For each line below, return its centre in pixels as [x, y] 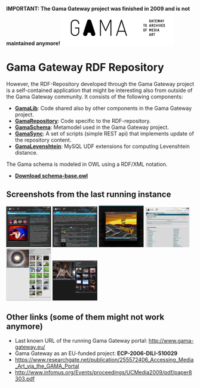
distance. [26, 152]
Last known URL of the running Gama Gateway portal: [81, 341]
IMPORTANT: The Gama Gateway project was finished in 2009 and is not [98, 9]
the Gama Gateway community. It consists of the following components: [95, 96]
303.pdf [24, 379]
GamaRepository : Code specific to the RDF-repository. [83, 121]
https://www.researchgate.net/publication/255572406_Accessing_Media [104, 360]
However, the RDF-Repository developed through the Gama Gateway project [100, 84]
